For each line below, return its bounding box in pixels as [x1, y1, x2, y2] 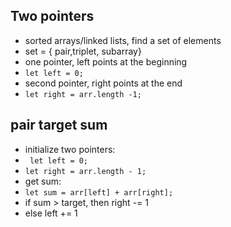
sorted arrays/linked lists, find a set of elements [24, 34, 222, 46]
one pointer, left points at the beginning [24, 55, 188, 68]
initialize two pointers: [24, 143, 116, 155]
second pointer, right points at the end [24, 77, 183, 89]
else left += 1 [24, 207, 78, 219]
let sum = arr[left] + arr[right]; [24, 187, 174, 198]
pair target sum [10, 117, 108, 134]
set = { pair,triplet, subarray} [24, 45, 142, 57]
